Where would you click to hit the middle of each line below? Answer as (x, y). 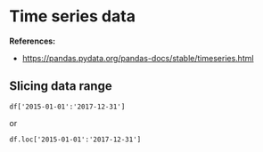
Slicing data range (61, 86)
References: (33, 41)
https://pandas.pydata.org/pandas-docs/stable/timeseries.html (138, 58)
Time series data (73, 16)
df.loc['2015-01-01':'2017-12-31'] (75, 140)
